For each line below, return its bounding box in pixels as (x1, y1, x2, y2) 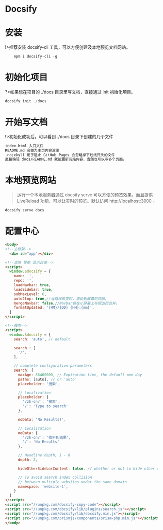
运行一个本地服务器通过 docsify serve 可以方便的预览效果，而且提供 (16, 192, 153, 198)
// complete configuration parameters (14, 363, 92, 368)
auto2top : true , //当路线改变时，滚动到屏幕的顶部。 (14, 296, 109, 301)
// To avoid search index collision (17, 475, 92, 480)
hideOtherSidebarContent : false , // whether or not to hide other (17, 466, 155, 471)
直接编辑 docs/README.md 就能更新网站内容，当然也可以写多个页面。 (5, 157, 127, 162)
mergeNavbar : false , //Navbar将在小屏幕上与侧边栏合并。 (14, 301, 120, 305)
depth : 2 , (17, 457, 38, 462)
